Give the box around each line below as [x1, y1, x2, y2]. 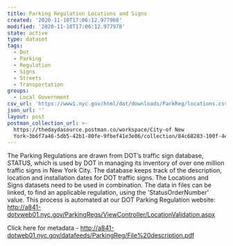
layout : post [7, 113, 45, 120]
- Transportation [13, 81, 64, 88]
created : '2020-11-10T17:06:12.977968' [7, 17, 123, 24]
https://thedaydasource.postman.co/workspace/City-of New [13, 126, 185, 133]
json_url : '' [7, 107, 45, 114]
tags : [7, 42, 23, 49]
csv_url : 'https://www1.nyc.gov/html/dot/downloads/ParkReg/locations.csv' [7, 100, 231, 107]
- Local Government [13, 94, 70, 101]
